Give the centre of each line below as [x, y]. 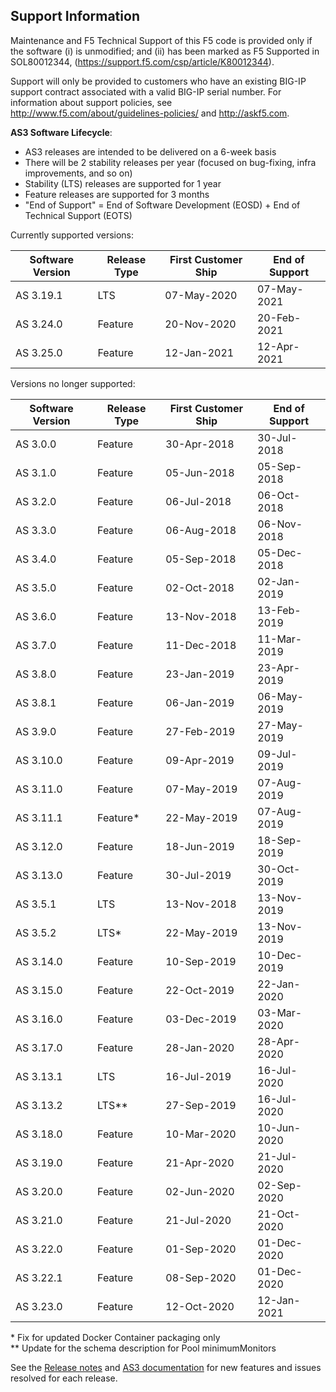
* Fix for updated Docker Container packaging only [115, 1337]
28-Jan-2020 [200, 1047]
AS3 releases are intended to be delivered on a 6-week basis [150, 151]
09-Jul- [277, 754]
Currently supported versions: [72, 235]
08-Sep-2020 [201, 1277]
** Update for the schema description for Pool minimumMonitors [143, 1348]
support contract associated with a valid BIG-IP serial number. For [146, 91]
